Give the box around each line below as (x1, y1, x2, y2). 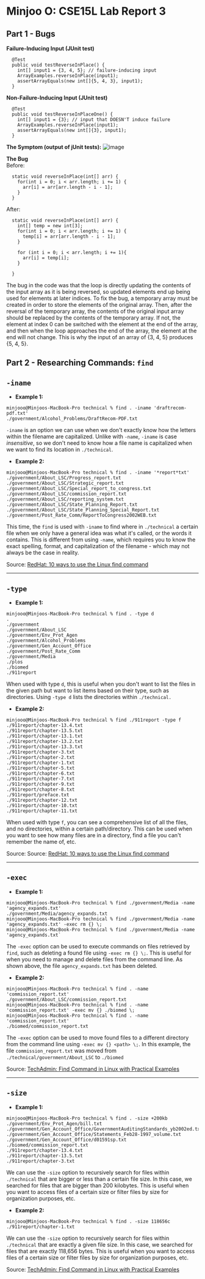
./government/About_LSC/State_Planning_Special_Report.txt (6, 507, 160, 513)
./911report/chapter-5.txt (6, 765, 75, 771)
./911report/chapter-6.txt (6, 771, 75, 777)
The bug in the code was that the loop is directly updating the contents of (6, 282, 191, 288)
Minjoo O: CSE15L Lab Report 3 (6, 4, 167, 18)
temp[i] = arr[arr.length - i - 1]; (22, 233, 116, 240)
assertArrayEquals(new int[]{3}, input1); (17, 127, 127, 133)
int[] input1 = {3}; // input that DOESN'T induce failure (17, 117, 171, 123)
